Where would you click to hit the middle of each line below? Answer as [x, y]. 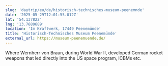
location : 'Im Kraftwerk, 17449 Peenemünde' [53, 29]
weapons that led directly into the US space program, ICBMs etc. [73, 58]
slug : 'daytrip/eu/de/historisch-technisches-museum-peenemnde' [75, 10]
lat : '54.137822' [24, 19]
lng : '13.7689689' [25, 24]
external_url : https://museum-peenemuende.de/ [55, 39]
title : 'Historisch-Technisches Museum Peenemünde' [61, 34]
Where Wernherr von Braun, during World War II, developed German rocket [84, 53]
